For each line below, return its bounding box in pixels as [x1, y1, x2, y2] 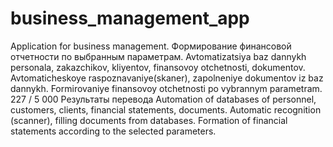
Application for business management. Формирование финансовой [10, 40, 292, 52]
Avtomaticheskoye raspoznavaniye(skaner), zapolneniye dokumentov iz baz [10, 72, 324, 84]
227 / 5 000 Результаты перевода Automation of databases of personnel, [10, 93, 317, 105]
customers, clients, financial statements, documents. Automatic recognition [10, 103, 322, 116]
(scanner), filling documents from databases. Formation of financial [10, 114, 288, 126]
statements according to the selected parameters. [10, 125, 217, 137]
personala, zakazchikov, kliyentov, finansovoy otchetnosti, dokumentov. [10, 61, 306, 73]
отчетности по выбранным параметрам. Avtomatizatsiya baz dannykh [10, 50, 307, 62]
